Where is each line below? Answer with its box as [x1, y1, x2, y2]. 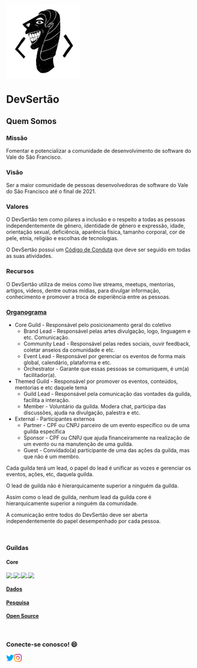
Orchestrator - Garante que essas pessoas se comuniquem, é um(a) [23, 365, 189, 372]
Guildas [6, 543, 29, 552]
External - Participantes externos [14, 415, 96, 423]
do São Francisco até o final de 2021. [6, 188, 96, 195]
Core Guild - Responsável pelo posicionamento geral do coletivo [14, 322, 172, 329]
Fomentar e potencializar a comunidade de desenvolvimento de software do [6, 147, 192, 154]
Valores [6, 202, 29, 211]
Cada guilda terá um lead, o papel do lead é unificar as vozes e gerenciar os [6, 464, 192, 471]
